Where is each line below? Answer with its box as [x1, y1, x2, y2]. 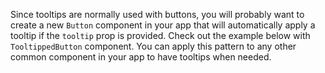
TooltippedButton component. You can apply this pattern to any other [10, 40, 297, 52]
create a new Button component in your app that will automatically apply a [10, 19, 316, 31]
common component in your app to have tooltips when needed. [10, 51, 272, 63]
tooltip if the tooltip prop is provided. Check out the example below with [10, 30, 311, 41]
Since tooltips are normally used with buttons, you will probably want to [10, 9, 305, 20]
